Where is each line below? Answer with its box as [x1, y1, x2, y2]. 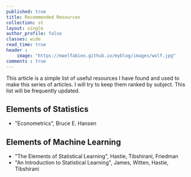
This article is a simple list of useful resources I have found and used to [6, 75, 180, 82]
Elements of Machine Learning [6, 137, 121, 147]
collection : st [6, 20, 44, 25]
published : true [6, 8, 46, 15]
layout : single [6, 25, 44, 31]
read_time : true [6, 42, 46, 48]
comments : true [6, 58, 46, 64]
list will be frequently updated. [6, 87, 80, 94]
